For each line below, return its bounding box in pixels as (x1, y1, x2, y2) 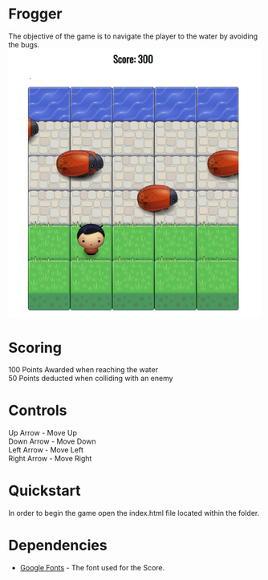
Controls (8, 402, 67, 420)
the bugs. (8, 39, 40, 49)
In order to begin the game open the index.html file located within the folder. (8, 509, 260, 518)
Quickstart (8, 482, 82, 500)
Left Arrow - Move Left (8, 445, 84, 455)
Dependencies (8, 537, 108, 554)
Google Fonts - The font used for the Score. (19, 563, 165, 573)
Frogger (8, 5, 63, 23)
